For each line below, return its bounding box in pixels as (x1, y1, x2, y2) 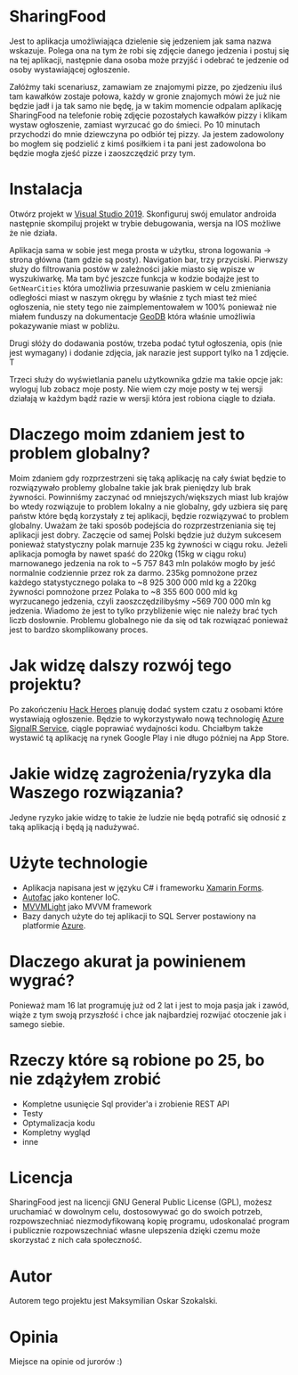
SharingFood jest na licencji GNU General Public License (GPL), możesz (9, 1197, 273, 1207)
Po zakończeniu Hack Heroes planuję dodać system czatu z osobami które (9, 704, 284, 714)
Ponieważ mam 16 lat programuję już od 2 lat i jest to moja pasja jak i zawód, (9, 1000, 290, 1010)
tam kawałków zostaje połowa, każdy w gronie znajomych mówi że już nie (9, 91, 281, 102)
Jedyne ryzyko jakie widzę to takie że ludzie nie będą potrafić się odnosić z (9, 811, 286, 822)
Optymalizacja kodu (21, 1117, 96, 1128)
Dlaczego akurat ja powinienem (9, 951, 246, 971)
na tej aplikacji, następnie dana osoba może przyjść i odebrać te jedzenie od (9, 54, 289, 65)
